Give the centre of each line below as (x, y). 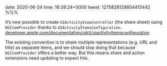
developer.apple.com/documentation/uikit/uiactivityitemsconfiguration (77, 33)
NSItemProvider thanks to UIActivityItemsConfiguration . (64, 27)
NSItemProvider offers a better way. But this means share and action (75, 53)
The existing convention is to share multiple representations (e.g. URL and (81, 42)
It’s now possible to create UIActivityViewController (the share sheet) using (84, 22)
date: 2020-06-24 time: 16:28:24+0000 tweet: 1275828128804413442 (78, 7)
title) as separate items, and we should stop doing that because (70, 47)
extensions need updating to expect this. (47, 58)
